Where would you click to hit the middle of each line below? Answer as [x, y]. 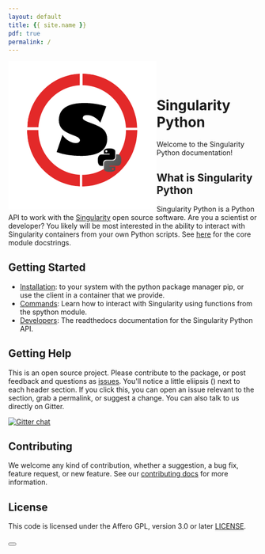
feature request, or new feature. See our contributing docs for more [118, 474]
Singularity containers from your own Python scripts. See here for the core [130, 234]
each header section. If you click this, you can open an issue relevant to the [131, 389]
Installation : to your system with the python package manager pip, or [132, 286]
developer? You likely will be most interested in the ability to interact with [127, 226]
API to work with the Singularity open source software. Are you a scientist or [132, 217]
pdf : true [25, 33]
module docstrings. [40, 243]
